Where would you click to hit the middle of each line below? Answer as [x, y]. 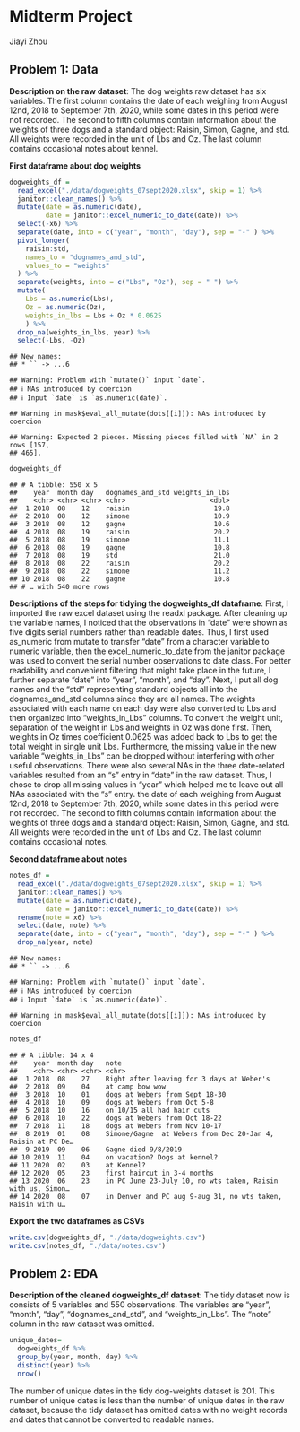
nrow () [30, 1374]
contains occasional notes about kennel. [84, 148]
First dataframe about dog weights [75, 165]
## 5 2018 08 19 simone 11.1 [120, 540]
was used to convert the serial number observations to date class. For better [150, 661]
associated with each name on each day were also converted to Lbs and [143, 708]
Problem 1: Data [54, 69]
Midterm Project [71, 17]
